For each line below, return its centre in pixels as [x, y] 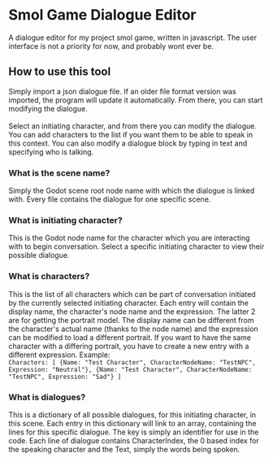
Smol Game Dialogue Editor [102, 15]
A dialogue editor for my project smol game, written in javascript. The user [133, 37]
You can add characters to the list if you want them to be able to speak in [131, 134]
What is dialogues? [47, 397]
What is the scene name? [59, 172]
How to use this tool [60, 72]
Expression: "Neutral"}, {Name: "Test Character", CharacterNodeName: [130, 369]
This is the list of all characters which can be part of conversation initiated [132, 294]
